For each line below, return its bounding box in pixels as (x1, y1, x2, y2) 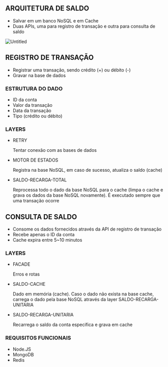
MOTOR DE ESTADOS (12, 157, 59, 163)
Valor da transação (12, 102, 52, 108)
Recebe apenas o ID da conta (12, 232, 75, 238)
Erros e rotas (12, 271, 40, 278)
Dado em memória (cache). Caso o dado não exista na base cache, (12, 291, 154, 297)
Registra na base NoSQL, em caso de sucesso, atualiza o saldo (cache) (12, 167, 163, 173)
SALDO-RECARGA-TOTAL (12, 177, 67, 183)
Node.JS (12, 346, 32, 352)
